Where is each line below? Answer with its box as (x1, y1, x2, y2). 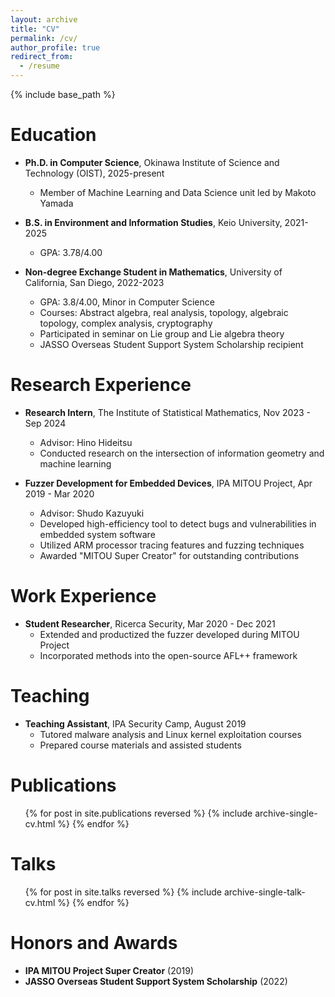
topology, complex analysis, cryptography (39, 317, 213, 329)
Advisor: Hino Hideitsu (39, 436, 133, 448)
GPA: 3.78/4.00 (39, 246, 103, 258)
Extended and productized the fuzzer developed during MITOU (39, 628, 300, 640)
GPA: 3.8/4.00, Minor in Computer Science (39, 296, 215, 308)
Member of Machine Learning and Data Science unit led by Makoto (39, 186, 317, 198)
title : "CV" (10, 24, 60, 34)
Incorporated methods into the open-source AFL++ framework (39, 649, 298, 661)
